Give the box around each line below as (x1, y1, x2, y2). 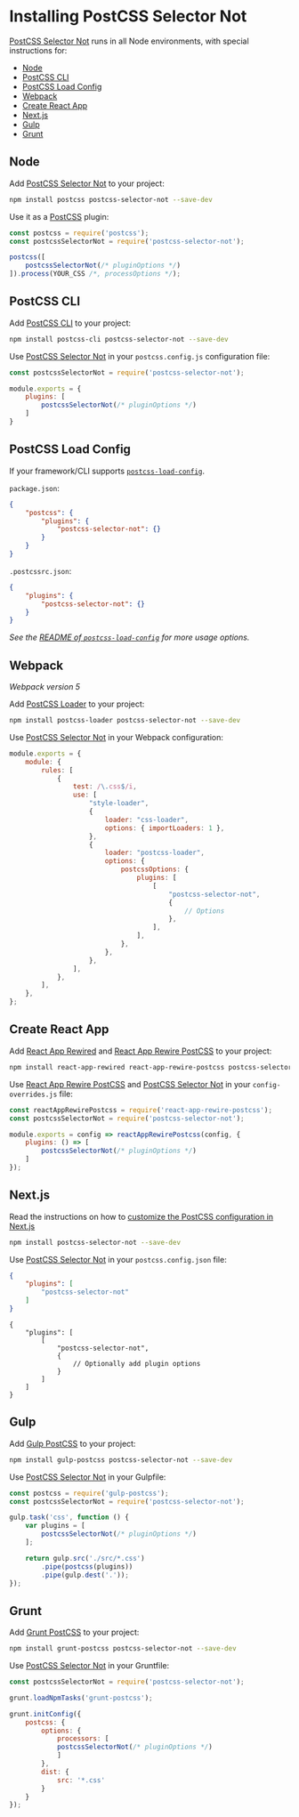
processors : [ (56, 1734, 109, 1743)
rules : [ (41, 765, 74, 775)
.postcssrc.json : (9, 565, 72, 576)
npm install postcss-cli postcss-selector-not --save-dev (9, 335, 229, 343)
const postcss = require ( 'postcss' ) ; (9, 229, 149, 238)
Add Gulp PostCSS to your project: (9, 1438, 136, 1449)
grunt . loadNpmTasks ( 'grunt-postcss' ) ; (9, 1693, 153, 1702)
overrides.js (9, 1090, 58, 1099)
